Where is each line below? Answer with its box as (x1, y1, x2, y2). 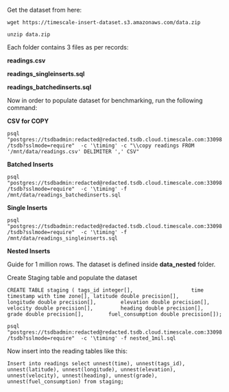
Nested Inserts (7, 247, 50, 255)
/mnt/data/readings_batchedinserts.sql (7, 192, 121, 198)
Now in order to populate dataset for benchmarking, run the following (7, 96, 204, 104)
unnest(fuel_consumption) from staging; (7, 378, 125, 385)
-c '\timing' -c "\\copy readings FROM (80, 142, 195, 149)
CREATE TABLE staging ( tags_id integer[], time (7, 287, 204, 294)
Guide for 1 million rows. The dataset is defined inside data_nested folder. (7, 260, 216, 268)
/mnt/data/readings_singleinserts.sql (7, 235, 118, 242)
